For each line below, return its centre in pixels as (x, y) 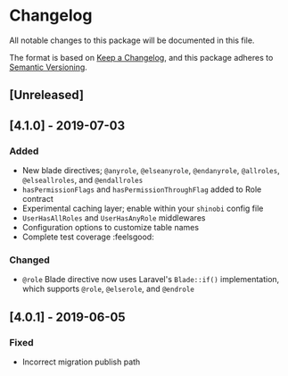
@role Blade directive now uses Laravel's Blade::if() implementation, (151, 280)
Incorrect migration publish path (81, 362)
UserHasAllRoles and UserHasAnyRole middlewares (114, 218)
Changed (30, 260)
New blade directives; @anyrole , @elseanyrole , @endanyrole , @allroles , (151, 171)
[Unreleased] (47, 95)
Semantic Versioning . (48, 67)
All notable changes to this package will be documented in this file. (132, 40)
